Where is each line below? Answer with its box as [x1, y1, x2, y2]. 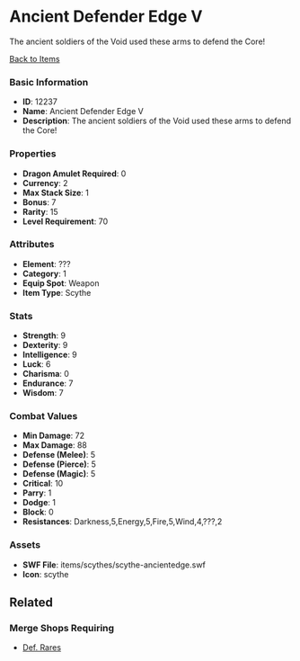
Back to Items [9, 53, 60, 64]
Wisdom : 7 [22, 388, 65, 398]
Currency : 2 [22, 177, 69, 188]
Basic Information [9, 76, 89, 88]
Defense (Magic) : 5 [22, 469, 96, 479]
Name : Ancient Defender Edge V [22, 106, 144, 117]
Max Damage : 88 [22, 440, 88, 451]
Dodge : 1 [22, 497, 57, 508]
